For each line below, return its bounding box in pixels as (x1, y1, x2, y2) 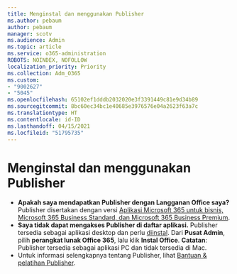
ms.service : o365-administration (7, 50, 106, 57)
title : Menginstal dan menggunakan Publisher (7, 10, 144, 18)
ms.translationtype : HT (7, 109, 78, 116)
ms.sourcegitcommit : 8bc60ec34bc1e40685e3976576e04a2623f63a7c (7, 103, 199, 110)
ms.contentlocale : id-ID (7, 116, 81, 123)
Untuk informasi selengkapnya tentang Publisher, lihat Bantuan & (17, 251, 207, 260)
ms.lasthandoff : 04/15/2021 (7, 122, 91, 130)
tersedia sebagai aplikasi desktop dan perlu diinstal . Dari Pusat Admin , (17, 229, 226, 237)
